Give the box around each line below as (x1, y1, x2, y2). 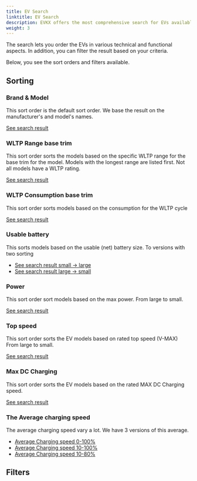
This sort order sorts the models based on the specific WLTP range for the (6, 152, 186, 159)
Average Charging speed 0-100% (14, 438, 96, 445)
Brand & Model (6, 93, 49, 102)
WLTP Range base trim (6, 139, 72, 147)
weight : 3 (6, 25, 30, 31)
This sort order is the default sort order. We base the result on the (6, 106, 165, 113)
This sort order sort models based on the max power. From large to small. (6, 296, 184, 303)
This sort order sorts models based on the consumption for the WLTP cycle (6, 204, 188, 212)
